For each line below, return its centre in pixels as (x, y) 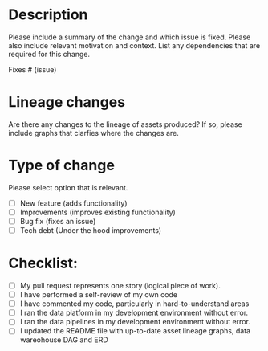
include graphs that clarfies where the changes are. (93, 133)
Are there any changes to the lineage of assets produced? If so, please (125, 124)
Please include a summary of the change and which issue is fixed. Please (130, 37)
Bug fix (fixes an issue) (58, 221)
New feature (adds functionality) (73, 203)
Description (48, 15)
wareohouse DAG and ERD (64, 340)
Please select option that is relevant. (68, 187)
